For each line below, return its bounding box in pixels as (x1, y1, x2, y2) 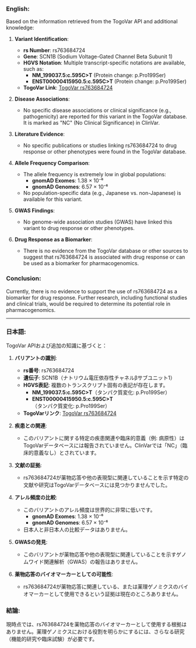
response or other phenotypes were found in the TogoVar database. (23, 148, 187, 155)
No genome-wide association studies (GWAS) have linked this (23, 218, 173, 225)
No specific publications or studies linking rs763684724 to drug (23, 142, 177, 149)
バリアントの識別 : (14, 354, 57, 361)
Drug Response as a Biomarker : (14, 236, 93, 243)
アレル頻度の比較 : (14, 493, 57, 500)
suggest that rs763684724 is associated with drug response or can (23, 253, 185, 260)
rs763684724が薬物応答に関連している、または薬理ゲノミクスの (23, 583, 178, 590)
